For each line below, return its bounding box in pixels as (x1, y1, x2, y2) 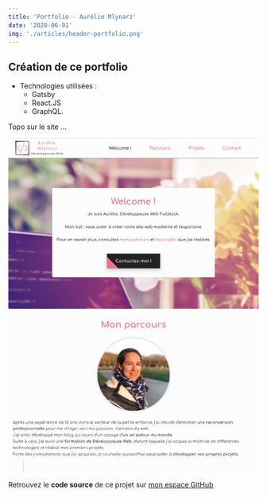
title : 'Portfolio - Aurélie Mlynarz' (8, 13, 137, 21)
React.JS (31, 98, 62, 108)
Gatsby (31, 90, 56, 100)
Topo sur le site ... (8, 122, 68, 131)
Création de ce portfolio (8, 60, 129, 73)
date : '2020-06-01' (8, 21, 73, 29)
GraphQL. (31, 107, 64, 116)
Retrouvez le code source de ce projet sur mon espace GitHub (8, 480, 214, 490)
